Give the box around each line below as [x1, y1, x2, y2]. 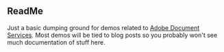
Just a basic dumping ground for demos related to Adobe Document [7, 23, 200, 31]
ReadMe [7, 5, 43, 17]
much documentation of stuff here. [7, 38, 105, 47]
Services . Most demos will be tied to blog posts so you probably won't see [7, 31, 218, 39]
